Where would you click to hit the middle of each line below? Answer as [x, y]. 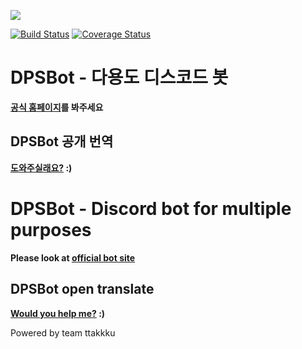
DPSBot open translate [82, 289]
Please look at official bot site [73, 257]
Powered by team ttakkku [63, 332]
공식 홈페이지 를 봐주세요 [57, 107]
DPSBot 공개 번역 [62, 141]
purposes [51, 229]
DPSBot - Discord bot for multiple [151, 208]
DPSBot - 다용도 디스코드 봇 [119, 77]
